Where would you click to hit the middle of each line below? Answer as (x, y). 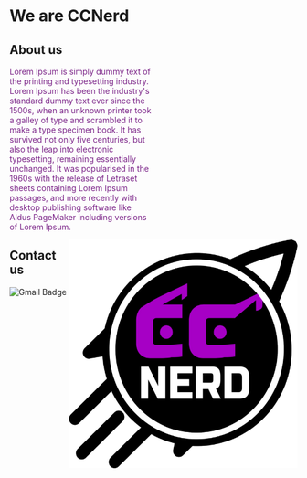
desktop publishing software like (71, 207)
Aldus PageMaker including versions (78, 217)
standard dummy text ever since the (77, 101)
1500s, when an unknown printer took (80, 110)
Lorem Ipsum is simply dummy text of (80, 71)
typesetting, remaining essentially (73, 159)
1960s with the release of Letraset (74, 178)
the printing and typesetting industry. (79, 81)
